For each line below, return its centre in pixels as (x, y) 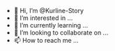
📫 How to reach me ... (46, 40)
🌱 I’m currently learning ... (51, 25)
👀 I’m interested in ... (43, 18)
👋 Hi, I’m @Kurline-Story (49, 11)
